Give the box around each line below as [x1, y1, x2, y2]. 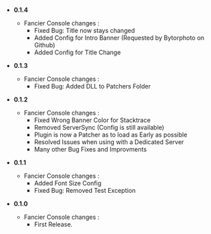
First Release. [34, 220, 73, 229]
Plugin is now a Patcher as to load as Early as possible [34, 130, 188, 139]
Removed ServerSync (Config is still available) [34, 124, 164, 131]
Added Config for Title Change [34, 48, 121, 56]
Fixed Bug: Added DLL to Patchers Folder [34, 82, 151, 90]
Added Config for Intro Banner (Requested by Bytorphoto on [34, 34, 205, 42]
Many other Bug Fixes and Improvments [34, 145, 147, 153]
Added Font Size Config [34, 179, 101, 187]
